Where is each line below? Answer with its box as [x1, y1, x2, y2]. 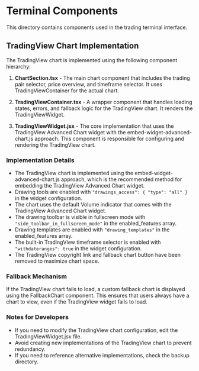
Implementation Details [6, 156, 75, 164]
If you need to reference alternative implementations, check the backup [14, 351, 190, 359]
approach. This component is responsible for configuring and [34, 135, 185, 142]
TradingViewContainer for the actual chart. [14, 87, 120, 94]
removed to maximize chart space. [14, 257, 99, 264]
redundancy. [14, 345, 46, 353]
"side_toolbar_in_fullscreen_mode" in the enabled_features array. [14, 220, 176, 227]
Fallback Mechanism [6, 272, 67, 280]
